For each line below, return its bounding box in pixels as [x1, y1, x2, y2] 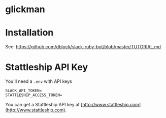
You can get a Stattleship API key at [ [5, 102, 83, 108]
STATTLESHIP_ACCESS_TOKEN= [5, 93, 62, 98]
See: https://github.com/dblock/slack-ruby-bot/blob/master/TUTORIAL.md [5, 44, 161, 50]
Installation [5, 27, 54, 39]
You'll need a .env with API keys [5, 78, 72, 84]
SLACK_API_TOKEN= [5, 88, 42, 94]
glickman [5, 4, 45, 15]
